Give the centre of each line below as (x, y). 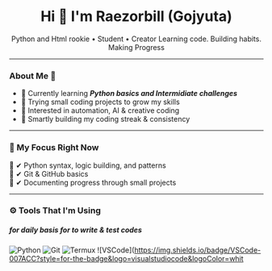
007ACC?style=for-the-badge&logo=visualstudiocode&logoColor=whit (127, 259)
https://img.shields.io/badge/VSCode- (197, 250)
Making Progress (136, 47)
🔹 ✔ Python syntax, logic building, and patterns (88, 165)
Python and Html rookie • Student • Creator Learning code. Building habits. (136, 39)
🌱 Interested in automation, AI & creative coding (100, 110)
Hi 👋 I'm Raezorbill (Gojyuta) (136, 17)
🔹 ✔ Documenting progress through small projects (93, 182)
